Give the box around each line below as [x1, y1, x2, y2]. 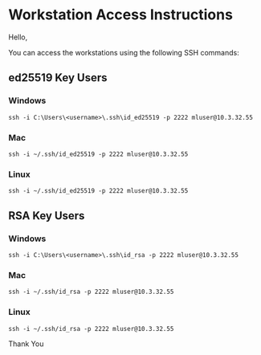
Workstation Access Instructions [8, 6, 233, 24]
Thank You [8, 339, 44, 349]
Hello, [8, 32, 28, 42]
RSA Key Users [8, 209, 85, 222]
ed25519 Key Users [8, 71, 108, 85]
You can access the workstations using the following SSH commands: [8, 47, 239, 57]
